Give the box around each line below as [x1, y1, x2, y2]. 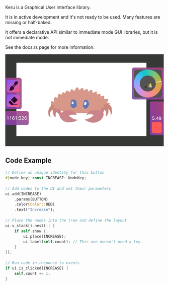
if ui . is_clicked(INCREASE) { [5, 265, 69, 271]
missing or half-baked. [5, 20, 52, 25]
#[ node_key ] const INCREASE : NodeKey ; [5, 176, 87, 181]
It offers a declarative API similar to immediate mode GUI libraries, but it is [5, 29, 158, 35]
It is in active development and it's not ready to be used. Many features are [5, 14, 160, 20]
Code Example [5, 156, 52, 165]
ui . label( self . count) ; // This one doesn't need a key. [23, 239, 143, 244]
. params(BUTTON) [14, 196, 49, 202]
